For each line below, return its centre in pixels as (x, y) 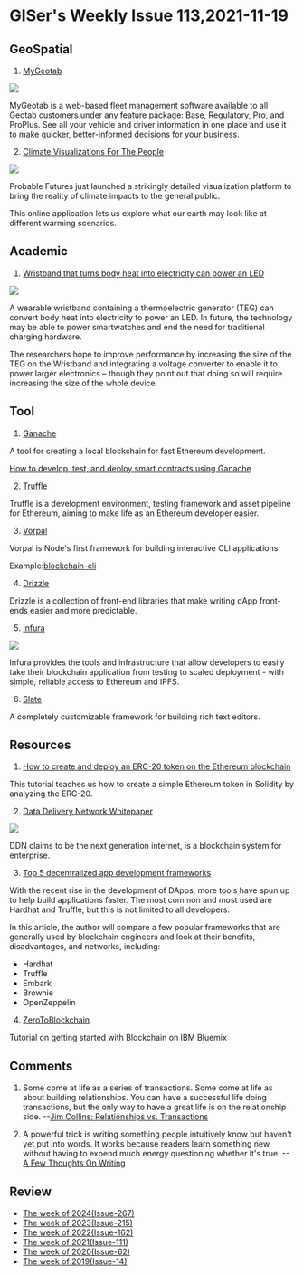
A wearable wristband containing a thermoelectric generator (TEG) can (142, 308)
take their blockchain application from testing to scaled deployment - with (147, 671)
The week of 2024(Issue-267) (78, 1213)
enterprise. (30, 855)
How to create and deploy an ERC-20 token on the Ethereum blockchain (156, 766)
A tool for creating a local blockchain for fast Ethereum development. (137, 451)
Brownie (38, 993)
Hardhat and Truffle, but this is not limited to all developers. (120, 909)
